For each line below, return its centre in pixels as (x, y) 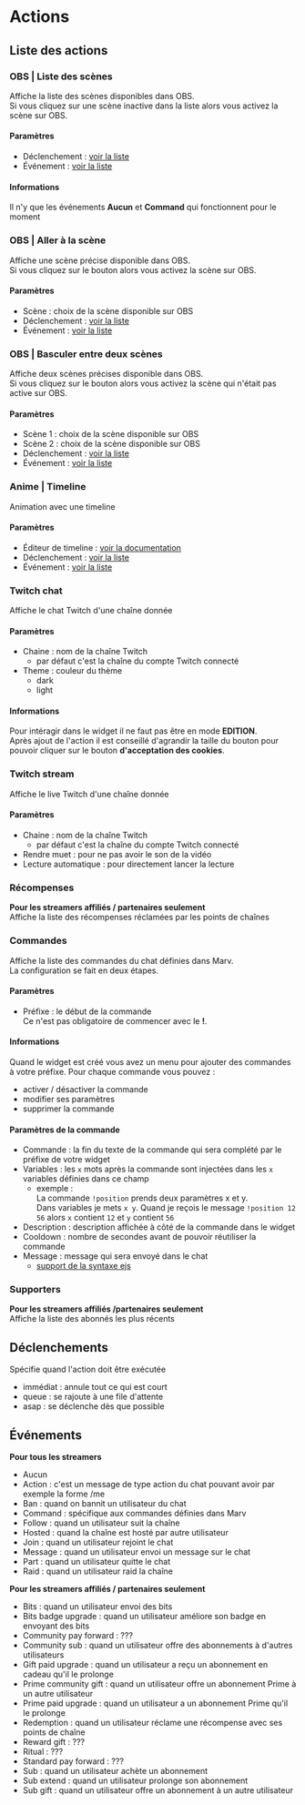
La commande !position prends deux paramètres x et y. (142, 1198)
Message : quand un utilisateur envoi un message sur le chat (137, 1552)
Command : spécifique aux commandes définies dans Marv (134, 1514)
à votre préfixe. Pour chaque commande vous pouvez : (112, 1071)
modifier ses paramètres (69, 1099)
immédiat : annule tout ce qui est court (95, 1387)
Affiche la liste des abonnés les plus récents (92, 1319)
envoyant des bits (56, 1626)
